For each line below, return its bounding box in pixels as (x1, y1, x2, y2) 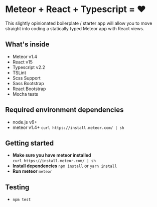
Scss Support (12, 75, 41, 81)
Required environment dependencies (5, 106, 124, 114)
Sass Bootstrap (12, 80, 44, 86)
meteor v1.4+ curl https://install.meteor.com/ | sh (12, 124, 124, 130)
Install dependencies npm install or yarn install (12, 163, 117, 169)
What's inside (5, 40, 50, 49)
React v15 (12, 59, 33, 65)
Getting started (5, 139, 54, 147)
